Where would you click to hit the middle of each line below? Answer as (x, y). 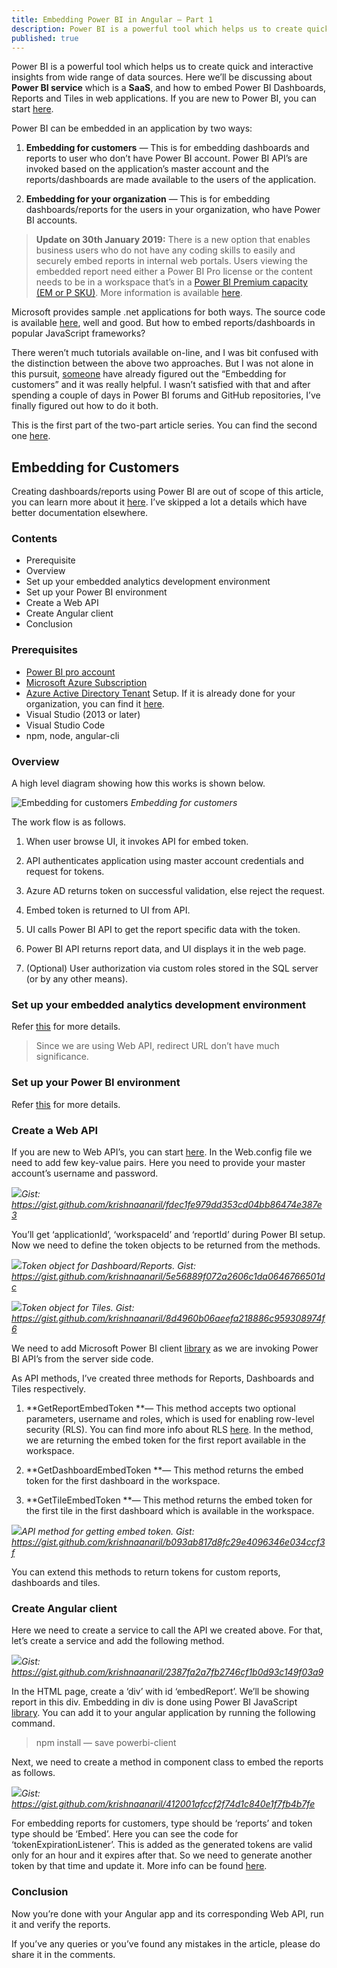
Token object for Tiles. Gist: (78, 1307)
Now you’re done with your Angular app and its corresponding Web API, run (167, 1913)
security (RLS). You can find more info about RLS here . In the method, (169, 1429)
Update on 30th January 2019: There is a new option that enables (173, 240)
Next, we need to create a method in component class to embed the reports (167, 1762)
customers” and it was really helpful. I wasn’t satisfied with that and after (161, 385)
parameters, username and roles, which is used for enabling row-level (170, 1418)
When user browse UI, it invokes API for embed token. (137, 842)
